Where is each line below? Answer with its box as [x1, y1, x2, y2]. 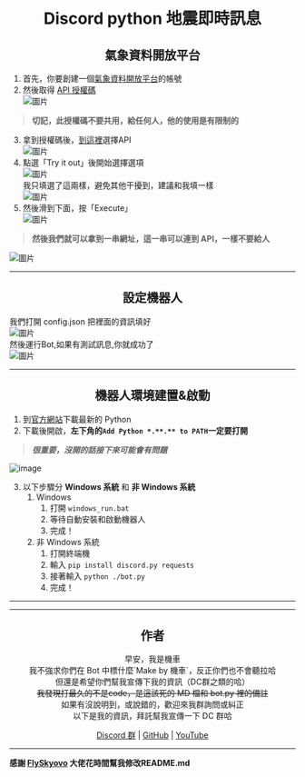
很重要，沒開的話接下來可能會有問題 [31, 444, 168, 455]
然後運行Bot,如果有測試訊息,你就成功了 [9, 338, 154, 350]
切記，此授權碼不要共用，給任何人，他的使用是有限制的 [31, 115, 239, 125]
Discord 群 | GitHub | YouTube [96, 730, 209, 741]
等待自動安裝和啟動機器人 [49, 513, 146, 524]
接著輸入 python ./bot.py [49, 570, 145, 582]
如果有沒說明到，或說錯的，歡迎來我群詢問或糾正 [61, 699, 244, 710]
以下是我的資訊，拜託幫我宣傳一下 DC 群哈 [72, 711, 233, 722]
